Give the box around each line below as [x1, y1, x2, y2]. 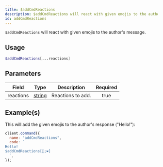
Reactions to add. [51, 92, 91, 99]
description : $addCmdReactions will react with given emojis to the [5, 12, 147, 16]
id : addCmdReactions [5, 16, 47, 21]
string [33, 92, 47, 99]
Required [96, 84, 117, 91]
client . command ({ [5, 131, 40, 136]
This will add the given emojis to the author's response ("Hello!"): [5, 121, 135, 127]
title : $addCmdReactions [5, 7, 55, 12]
